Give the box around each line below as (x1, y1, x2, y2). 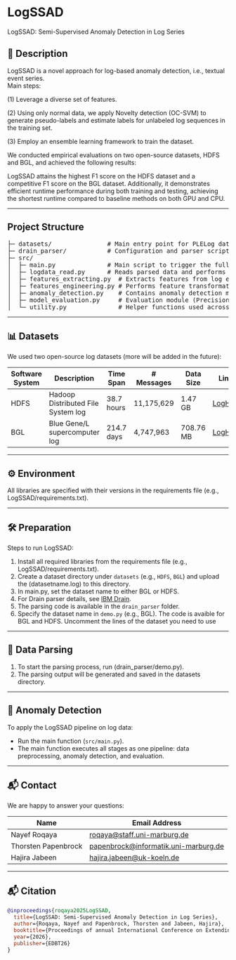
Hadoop (48, 390, 76, 400)
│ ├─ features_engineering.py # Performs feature (7, 282, 185, 290)
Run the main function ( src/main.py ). (17, 737, 124, 745)
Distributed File (48, 398, 100, 408)
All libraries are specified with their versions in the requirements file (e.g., (7, 486, 219, 495)
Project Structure (7, 221, 84, 233)
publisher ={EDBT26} (13, 940, 71, 947)
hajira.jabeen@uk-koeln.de (88, 853, 180, 862)
